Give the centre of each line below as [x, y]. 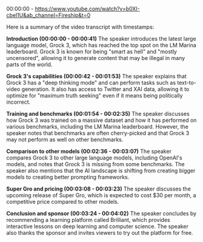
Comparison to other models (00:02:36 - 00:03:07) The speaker [89, 151]
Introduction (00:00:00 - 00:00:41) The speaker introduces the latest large [101, 39]
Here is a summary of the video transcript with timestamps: [80, 27]
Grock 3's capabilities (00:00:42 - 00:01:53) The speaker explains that [96, 76]
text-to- [187, 82]
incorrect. [18, 102]
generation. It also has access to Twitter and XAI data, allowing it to [105, 89]
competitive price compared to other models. [63, 202]
